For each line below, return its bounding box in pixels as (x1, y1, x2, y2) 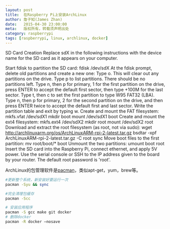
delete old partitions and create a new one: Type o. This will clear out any (5, 70, 159, 76)
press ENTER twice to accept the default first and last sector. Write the (5, 103, 154, 109)
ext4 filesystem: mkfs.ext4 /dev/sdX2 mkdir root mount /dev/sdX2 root (5, 119, 154, 125)
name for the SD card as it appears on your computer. (5, 55, 118, 61)
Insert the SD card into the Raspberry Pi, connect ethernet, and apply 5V (5, 146, 158, 152)
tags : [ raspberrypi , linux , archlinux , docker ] (5, 36, 108, 41)
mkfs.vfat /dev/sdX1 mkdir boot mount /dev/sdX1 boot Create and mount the (5, 113, 165, 119)
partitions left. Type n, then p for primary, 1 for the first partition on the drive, (5, 81, 165, 87)
